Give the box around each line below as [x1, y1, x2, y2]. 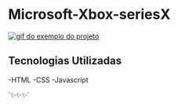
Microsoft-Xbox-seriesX [8, 5, 171, 24]
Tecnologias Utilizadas [8, 54, 122, 68]
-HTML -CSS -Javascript [8, 75, 89, 84]
